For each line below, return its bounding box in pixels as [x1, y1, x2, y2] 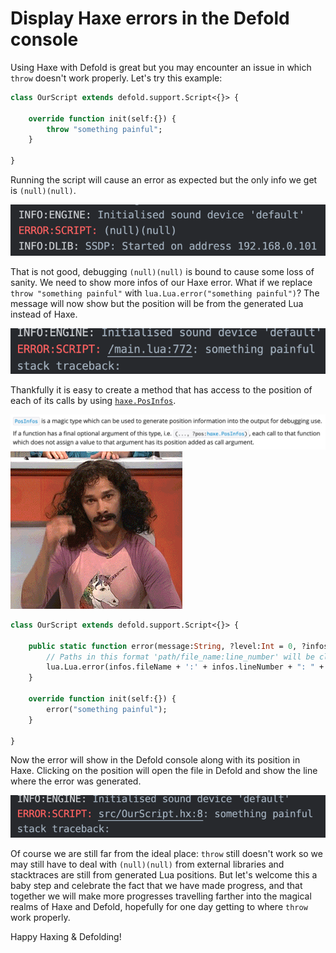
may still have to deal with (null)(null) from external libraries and [10, 858, 285, 871]
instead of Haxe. [10, 308, 78, 321]
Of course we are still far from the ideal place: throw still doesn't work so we [10, 848, 323, 860]
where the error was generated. [10, 775, 142, 787]
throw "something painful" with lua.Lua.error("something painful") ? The [10, 287, 320, 299]
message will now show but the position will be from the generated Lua [10, 298, 304, 310]
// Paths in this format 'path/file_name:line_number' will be [46, 652, 315, 662]
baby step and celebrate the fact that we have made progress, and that [10, 880, 303, 892]
